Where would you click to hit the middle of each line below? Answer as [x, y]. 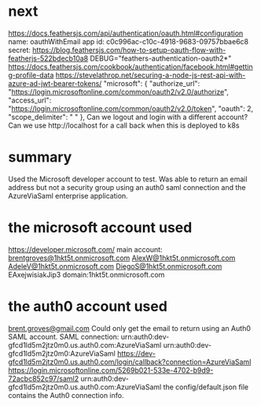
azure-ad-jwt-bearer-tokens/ [55, 83]
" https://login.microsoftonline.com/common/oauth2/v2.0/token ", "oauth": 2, [131, 108]
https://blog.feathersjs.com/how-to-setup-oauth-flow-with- [129, 50]
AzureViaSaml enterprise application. [68, 196]
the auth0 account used [88, 307]
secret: [20, 50]
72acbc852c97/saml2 [44, 378]
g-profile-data [31, 75]
